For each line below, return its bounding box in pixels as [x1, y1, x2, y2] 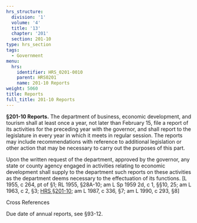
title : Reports [6, 91, 44, 97]
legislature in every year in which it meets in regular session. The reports [6, 131, 183, 139]
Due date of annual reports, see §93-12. [6, 210, 103, 217]
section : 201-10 [11, 36, 51, 42]
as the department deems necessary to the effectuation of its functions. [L [6, 174, 187, 182]
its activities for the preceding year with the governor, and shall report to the [6, 125, 192, 132]
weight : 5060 [6, 86, 38, 92]
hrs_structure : [6, 8, 44, 15]
